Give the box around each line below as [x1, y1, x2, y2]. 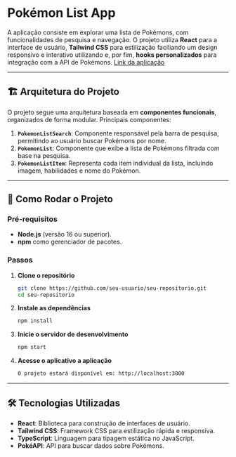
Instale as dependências [17, 304, 91, 312]
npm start [17, 344, 47, 351]
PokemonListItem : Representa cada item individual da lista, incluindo [17, 159, 214, 167]
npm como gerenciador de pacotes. [17, 237, 122, 246]
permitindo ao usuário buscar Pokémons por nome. [17, 136, 166, 145]
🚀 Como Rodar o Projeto [7, 193, 114, 205]
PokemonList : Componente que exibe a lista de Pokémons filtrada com [17, 144, 220, 152]
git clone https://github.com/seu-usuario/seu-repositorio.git [17, 284, 207, 292]
